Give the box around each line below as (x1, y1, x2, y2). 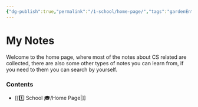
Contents (6, 81, 34, 89)
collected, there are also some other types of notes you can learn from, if (6, 59, 184, 66)
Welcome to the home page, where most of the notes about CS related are (6, 53, 187, 61)
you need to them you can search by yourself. (6, 66, 118, 73)
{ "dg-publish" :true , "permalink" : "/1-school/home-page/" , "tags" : (6, 8, 167, 15)
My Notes (6, 34, 55, 47)
